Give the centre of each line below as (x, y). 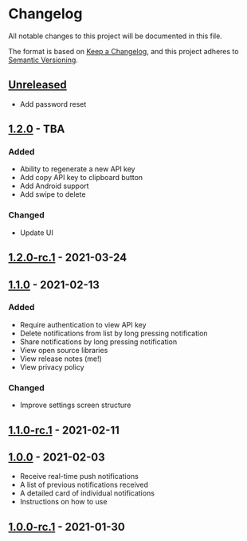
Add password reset (53, 104)
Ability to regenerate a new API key (77, 169)
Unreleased (38, 85)
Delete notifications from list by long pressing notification (114, 333)
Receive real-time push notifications (79, 476)
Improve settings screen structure (75, 405)
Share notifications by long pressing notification (98, 341)
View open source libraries (64, 350)
